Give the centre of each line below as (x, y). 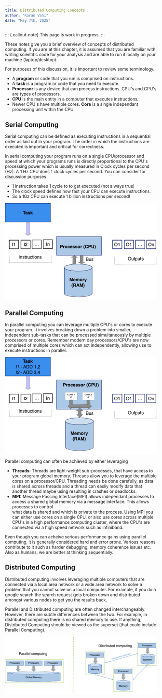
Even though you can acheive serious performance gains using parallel (75, 536)
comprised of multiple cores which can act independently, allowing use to (78, 345)
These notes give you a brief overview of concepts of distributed (69, 44)
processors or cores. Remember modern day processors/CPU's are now (77, 340)
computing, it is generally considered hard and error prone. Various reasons (80, 542)
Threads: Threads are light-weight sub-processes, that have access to (82, 471)
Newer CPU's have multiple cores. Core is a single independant (75, 104)
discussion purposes (26, 177)
